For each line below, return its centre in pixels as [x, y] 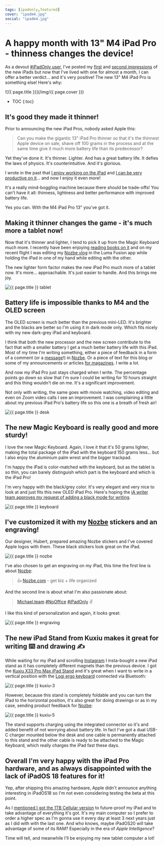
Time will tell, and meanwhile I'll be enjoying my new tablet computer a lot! [80, 838]
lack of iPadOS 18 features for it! [55, 776]
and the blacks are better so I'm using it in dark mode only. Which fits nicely [81, 327]
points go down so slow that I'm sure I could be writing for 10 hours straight [81, 377]
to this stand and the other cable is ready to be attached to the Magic [75, 740]
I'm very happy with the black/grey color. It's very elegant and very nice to [80, 487]
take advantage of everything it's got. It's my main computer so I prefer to [79, 813]
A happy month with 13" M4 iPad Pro [81, 43]
